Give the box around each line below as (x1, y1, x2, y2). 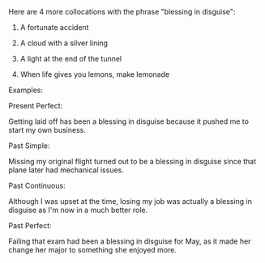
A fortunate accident (19, 23, 89, 32)
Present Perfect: (8, 101, 63, 110)
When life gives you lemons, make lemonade (19, 70, 170, 79)
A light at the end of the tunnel (19, 54, 122, 63)
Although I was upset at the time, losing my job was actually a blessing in (8, 197, 253, 206)
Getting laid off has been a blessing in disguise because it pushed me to (8, 117, 250, 126)
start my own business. (8, 125, 87, 134)
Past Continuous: (8, 181, 66, 190)
